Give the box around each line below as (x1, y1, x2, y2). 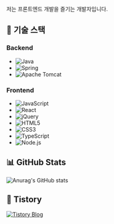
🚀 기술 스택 (6, 25, 46, 35)
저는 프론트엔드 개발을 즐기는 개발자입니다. (6, 6, 108, 12)
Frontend (6, 86, 34, 94)
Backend (6, 43, 34, 52)
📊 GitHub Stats (6, 157, 66, 168)
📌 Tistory (6, 195, 42, 205)
